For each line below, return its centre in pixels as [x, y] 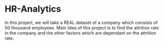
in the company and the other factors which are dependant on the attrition [81, 33]
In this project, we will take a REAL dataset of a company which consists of [81, 22]
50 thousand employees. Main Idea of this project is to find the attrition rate [82, 27]
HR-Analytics [33, 9]
